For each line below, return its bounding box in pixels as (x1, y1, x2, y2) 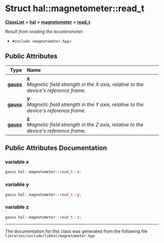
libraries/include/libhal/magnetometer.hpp (5, 233, 95, 238)
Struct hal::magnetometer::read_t (5, 3, 145, 14)
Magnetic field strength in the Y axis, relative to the (26, 101, 144, 108)
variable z (5, 203, 29, 210)
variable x (5, 159, 29, 165)
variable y (5, 181, 29, 188)
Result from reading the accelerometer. (5, 28, 84, 34)
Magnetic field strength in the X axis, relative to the (26, 81, 144, 88)
